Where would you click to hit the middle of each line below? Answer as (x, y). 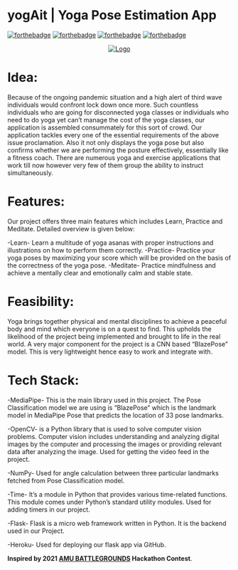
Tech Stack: (43, 380)
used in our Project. (36, 531)
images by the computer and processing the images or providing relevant (115, 444)
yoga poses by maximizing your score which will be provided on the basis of (119, 258)
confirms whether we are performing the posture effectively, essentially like (118, 150)
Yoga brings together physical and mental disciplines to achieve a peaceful (117, 321)
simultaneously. (30, 173)
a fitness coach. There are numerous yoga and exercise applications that (114, 157)
